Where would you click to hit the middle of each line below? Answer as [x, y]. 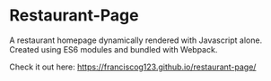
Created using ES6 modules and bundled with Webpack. [114, 49]
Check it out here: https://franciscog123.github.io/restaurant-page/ [133, 67]
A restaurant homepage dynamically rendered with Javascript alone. [136, 40]
